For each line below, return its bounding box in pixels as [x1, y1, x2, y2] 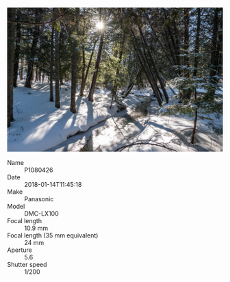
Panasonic [24, 194, 54, 203]
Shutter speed [7, 260, 47, 268]
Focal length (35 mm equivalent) [7, 231, 99, 240]
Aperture [7, 246, 32, 254]
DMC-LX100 [24, 209, 60, 218]
